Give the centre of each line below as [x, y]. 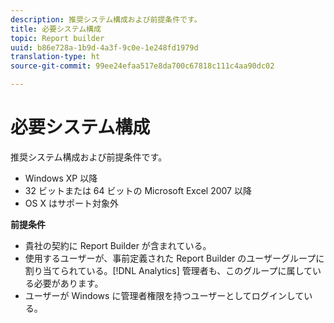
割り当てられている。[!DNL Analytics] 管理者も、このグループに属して [168, 270]
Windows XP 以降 [61, 178]
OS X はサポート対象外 [71, 203]
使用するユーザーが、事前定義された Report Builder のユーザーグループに [174, 258]
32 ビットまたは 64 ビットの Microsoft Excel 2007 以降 [138, 190]
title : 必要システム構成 [56, 29]
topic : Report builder [57, 38]
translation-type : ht [55, 57]
